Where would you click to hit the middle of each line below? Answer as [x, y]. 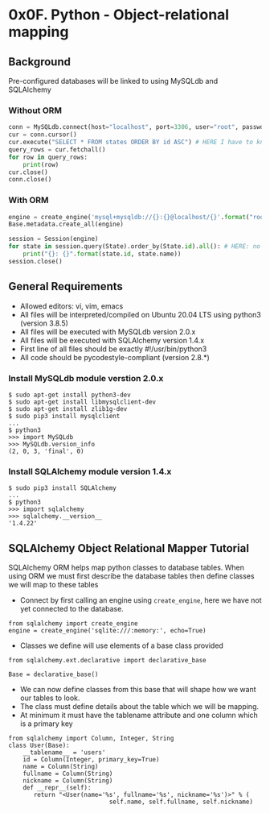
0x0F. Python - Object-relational [119, 15]
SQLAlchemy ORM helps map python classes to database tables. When [127, 568]
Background [39, 62]
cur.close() [28, 172]
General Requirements [65, 286]
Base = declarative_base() [53, 674]
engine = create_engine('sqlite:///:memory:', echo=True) [107, 631]
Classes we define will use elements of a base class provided [121, 645]
